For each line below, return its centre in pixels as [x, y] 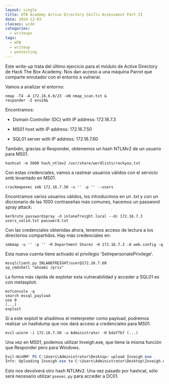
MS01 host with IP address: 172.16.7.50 [52, 129]
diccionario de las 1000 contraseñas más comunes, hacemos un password [82, 202]
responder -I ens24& [27, 100]
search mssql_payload [28, 296]
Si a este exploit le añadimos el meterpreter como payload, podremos [77, 318]
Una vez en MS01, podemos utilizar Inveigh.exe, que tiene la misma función [83, 342]
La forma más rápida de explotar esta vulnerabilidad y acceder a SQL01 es [82, 276]
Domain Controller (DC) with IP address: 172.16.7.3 [64, 119]
